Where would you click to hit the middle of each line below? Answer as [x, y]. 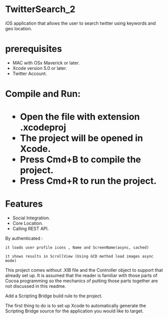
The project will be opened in [81, 138]
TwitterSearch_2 [40, 9]
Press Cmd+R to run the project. [88, 181]
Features [24, 204]
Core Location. [28, 223]
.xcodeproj [43, 128]
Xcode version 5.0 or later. [40, 68]
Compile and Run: [43, 94]
